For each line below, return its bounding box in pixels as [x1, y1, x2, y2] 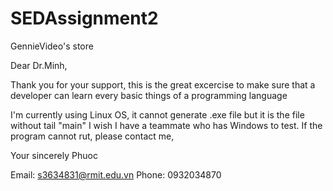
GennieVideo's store [10, 40, 94, 52]
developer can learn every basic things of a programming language [10, 89, 288, 101]
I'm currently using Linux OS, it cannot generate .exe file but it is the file [10, 108, 305, 121]
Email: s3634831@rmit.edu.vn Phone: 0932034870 [10, 168, 222, 181]
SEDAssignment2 [10, 7, 159, 30]
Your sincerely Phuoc [10, 149, 98, 161]
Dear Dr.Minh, [10, 59, 68, 71]
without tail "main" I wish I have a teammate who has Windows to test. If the [10, 119, 323, 131]
